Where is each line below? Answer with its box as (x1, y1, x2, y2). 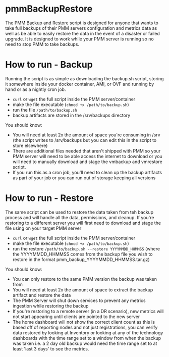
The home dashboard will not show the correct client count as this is (12, 319, 155, 325)
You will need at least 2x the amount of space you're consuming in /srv (12, 132, 160, 138)
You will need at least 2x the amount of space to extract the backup (12, 286, 153, 293)
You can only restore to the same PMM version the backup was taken (12, 276, 157, 282)
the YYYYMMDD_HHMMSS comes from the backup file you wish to (12, 251, 153, 257)
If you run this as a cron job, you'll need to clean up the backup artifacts (12, 169, 162, 175)
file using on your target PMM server (5, 225, 82, 231)
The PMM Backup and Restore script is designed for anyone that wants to (5, 20, 159, 26)
